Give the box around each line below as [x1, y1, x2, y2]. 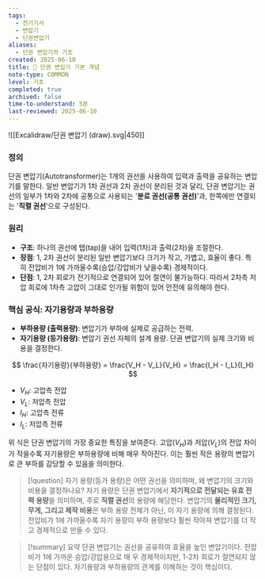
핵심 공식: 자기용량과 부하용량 [8, 304, 114, 315]
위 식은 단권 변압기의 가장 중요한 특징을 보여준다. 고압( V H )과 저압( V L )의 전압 [8, 438, 242, 449]
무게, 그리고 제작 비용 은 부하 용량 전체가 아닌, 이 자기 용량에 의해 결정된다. [27, 505, 255, 515]
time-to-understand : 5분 [8, 100, 89, 108]
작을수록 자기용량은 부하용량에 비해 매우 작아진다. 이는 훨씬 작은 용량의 [16, 449, 234, 458]
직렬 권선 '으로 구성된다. [18, 201, 91, 211]
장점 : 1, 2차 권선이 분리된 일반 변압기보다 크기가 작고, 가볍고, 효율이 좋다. [19, 252, 244, 262]
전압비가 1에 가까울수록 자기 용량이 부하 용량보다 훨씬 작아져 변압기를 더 [27, 515, 248, 524]
